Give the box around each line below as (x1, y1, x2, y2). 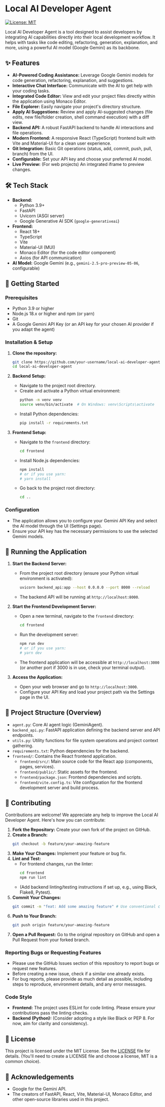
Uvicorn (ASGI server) (19, 213, 65, 219)
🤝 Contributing (5, 798, 51, 807)
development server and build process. (19, 785, 99, 791)
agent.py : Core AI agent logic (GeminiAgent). (12, 721, 103, 727)
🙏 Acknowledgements (5, 1072, 74, 1081)
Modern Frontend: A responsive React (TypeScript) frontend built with (12, 135, 156, 141)
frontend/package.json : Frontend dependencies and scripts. (19, 774, 142, 780)
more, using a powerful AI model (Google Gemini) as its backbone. (5, 44, 140, 50)
